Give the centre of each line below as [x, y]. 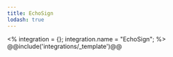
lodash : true [26, 20]
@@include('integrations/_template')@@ [65, 46]
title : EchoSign [30, 13]
